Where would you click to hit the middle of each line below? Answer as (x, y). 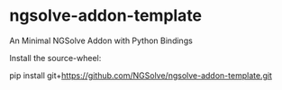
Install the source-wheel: (55, 58)
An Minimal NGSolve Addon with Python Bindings (101, 40)
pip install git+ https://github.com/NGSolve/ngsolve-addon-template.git (141, 75)
